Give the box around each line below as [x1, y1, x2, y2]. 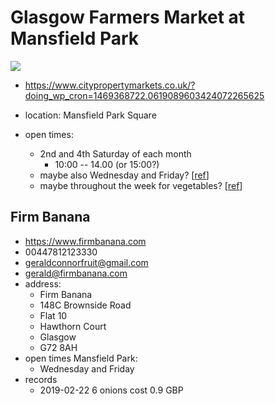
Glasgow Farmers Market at [10, 6, 246, 29]
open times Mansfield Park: [24, 352, 138, 364]
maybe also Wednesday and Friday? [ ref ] [39, 169, 210, 181]
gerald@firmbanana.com [24, 267, 128, 279]
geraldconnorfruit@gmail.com [24, 256, 149, 268]
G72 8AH [39, 341, 78, 353]
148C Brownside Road [39, 299, 132, 311]
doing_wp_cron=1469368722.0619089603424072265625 [24, 89, 265, 101]
